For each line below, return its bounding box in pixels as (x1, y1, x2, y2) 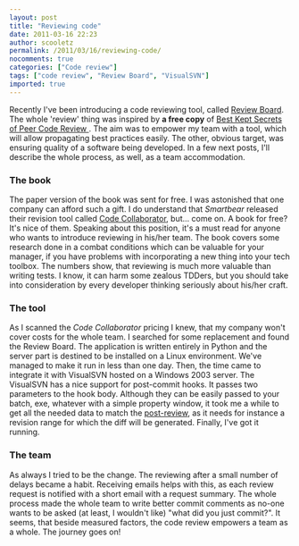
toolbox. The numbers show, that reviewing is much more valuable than (9, 260, 272, 271)
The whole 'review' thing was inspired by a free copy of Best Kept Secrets (9, 113, 283, 124)
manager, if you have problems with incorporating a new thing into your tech (9, 251, 290, 262)
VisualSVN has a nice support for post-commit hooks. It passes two (9, 379, 259, 390)
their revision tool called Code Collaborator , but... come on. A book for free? (9, 213, 288, 223)
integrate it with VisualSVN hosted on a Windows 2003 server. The (9, 370, 255, 381)
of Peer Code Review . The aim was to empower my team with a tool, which (9, 122, 287, 134)
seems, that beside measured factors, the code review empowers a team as (9, 517, 288, 527)
